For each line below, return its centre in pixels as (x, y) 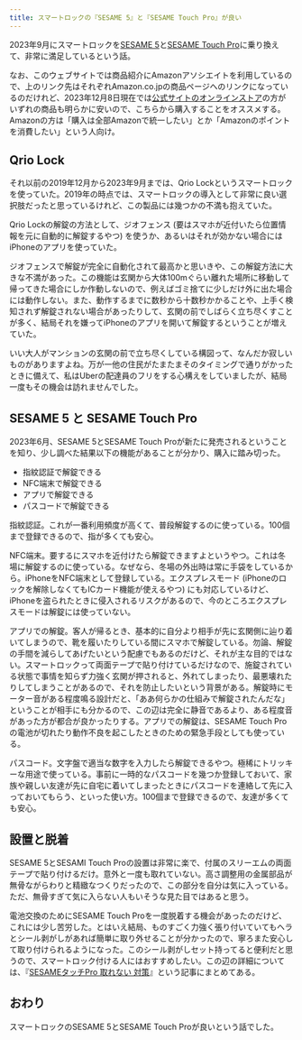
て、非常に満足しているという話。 (72, 56)
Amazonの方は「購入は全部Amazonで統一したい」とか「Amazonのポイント (150, 120)
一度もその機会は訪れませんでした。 (76, 387)
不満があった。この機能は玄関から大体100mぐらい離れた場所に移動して (157, 278)
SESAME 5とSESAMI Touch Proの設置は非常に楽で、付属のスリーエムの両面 (151, 863)
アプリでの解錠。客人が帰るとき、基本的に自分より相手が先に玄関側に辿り (147, 631)
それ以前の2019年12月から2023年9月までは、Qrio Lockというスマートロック (151, 183)
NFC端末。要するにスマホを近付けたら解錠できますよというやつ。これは (144, 556)
